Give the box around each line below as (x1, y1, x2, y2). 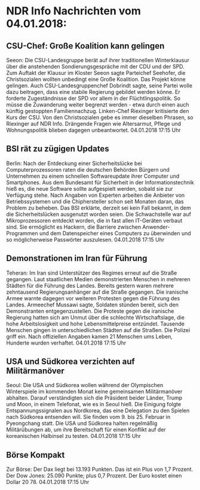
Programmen (6, 229, 39, 237)
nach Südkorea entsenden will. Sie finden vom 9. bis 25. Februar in (6, 413, 171, 421)
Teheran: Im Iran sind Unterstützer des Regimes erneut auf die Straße (6, 269, 177, 276)
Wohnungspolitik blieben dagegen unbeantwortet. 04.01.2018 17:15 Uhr (6, 127, 181, 133)
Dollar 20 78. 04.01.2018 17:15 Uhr (6, 479, 90, 486)
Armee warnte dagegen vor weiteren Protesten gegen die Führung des (6, 294, 180, 302)
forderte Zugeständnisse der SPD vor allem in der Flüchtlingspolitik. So (6, 95, 181, 102)
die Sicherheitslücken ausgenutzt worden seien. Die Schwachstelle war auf (6, 211, 192, 218)
